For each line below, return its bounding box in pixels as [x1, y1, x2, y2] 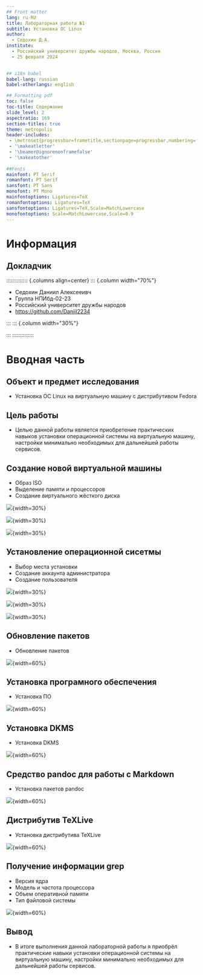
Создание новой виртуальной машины [6, 463, 162, 473]
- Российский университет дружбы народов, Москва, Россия [11, 48, 161, 54]
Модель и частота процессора [14, 884, 95, 891]
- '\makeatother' [8, 154, 53, 160]
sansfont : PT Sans [6, 183, 53, 189]
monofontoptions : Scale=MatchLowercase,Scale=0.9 [6, 211, 134, 217]
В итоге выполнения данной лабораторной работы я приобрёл [14, 942, 178, 950]
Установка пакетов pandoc [14, 785, 85, 793]
